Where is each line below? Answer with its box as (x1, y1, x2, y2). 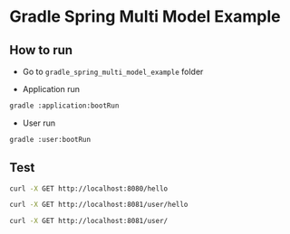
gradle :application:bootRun (9, 101, 120, 110)
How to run (9, 42, 73, 58)
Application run (22, 84, 80, 94)
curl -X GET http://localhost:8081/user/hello (9, 201, 188, 210)
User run (22, 117, 56, 128)
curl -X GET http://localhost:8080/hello (9, 183, 169, 193)
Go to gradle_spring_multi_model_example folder (22, 66, 204, 77)
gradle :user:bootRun (9, 135, 92, 144)
